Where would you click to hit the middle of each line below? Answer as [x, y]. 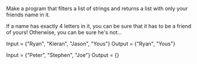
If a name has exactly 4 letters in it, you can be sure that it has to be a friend [99, 26]
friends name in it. [28, 15]
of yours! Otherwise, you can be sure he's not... [64, 32]
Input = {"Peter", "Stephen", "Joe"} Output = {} [63, 55]
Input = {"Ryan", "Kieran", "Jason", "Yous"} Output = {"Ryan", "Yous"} [91, 44]
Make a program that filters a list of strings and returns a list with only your [97, 9]
